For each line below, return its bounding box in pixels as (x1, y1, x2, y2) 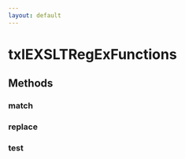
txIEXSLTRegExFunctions (8, 45, 177, 63)
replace (8, 121, 38, 132)
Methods (8, 76, 54, 91)
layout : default (8, 11, 61, 20)
